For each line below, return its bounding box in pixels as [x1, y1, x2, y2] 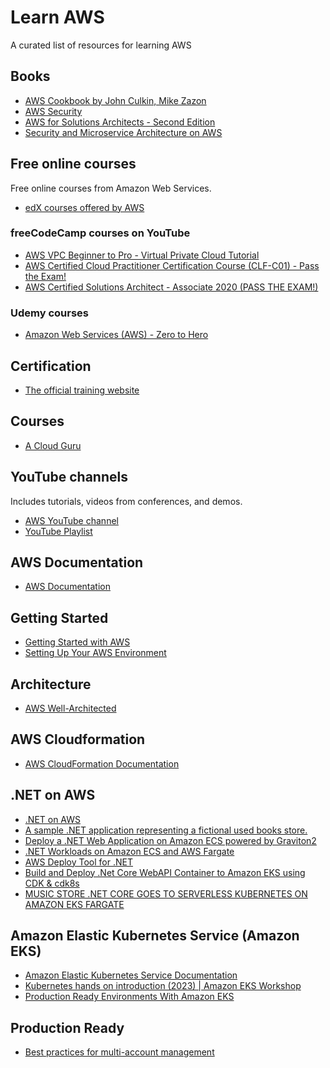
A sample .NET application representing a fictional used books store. [24, 824, 308, 836]
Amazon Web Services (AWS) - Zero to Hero [24, 329, 209, 341]
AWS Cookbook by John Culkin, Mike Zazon [24, 94, 207, 106]
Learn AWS [10, 6, 105, 29]
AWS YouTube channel [24, 514, 119, 526]
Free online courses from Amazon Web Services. [10, 182, 212, 194]
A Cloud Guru [24, 439, 82, 451]
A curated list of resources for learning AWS [10, 39, 192, 51]
